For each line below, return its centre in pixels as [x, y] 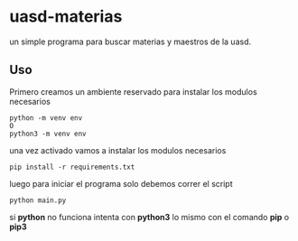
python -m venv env [46, 118]
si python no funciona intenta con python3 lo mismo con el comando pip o [149, 217]
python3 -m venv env [48, 134]
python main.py [38, 200]
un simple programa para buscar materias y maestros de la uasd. [130, 42]
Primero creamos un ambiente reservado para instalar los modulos [133, 91]
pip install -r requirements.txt [72, 167]
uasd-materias [66, 17]
